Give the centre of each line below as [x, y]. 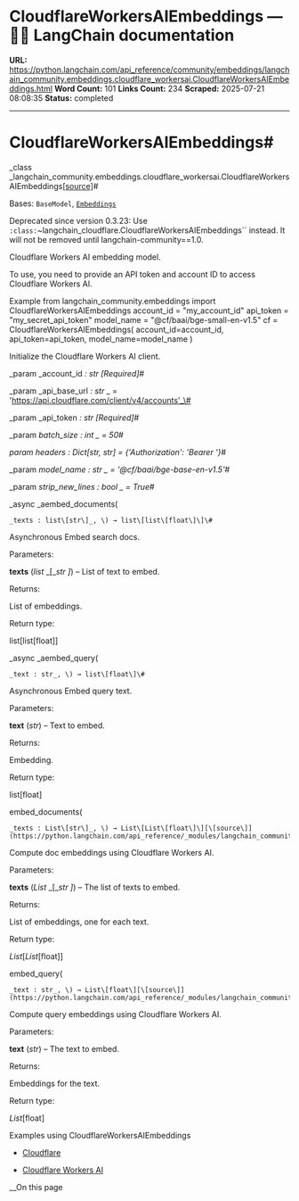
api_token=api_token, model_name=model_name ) [101, 339]
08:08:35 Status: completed [61, 98]
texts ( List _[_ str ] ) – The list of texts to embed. [95, 887]
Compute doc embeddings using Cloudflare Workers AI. [112, 852]
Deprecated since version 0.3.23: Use [79, 220]
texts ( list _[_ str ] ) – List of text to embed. [85, 571]
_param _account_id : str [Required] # [77, 373]
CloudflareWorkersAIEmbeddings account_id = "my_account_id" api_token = [149, 311]
